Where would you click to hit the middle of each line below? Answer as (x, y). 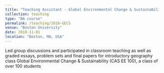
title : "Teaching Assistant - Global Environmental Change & (69, 9)
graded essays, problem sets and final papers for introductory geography (79, 55)
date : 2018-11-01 (23, 32)
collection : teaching (27, 14)
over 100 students (23, 66)
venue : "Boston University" (34, 28)
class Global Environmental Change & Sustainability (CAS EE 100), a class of (82, 61)
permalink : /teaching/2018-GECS (38, 23)
